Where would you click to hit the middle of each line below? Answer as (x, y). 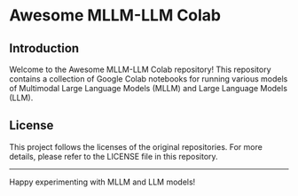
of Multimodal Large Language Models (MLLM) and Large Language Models (149, 88)
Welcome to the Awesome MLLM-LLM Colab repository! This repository (140, 69)
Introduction (44, 48)
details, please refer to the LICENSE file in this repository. (114, 156)
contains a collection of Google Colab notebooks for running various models (149, 79)
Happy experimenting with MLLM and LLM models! (102, 182)
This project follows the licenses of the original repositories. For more (136, 146)
